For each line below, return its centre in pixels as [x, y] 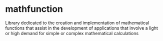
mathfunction [34, 9]
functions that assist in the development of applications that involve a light [82, 28]
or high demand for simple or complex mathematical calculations [72, 33]
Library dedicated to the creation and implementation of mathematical [77, 23]
